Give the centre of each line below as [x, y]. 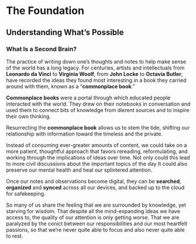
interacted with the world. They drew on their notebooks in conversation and [98, 104]
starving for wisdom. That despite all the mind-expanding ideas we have [93, 211]
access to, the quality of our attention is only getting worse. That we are [93, 217]
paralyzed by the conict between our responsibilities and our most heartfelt [97, 224]
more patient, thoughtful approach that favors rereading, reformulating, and [97, 151]
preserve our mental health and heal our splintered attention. [79, 170]
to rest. [15, 236]
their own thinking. [28, 116]
